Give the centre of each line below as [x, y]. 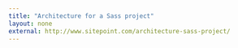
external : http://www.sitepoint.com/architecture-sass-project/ [119, 31]
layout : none [30, 24]
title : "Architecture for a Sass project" [81, 16]
